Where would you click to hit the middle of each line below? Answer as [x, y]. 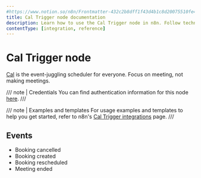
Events [19, 135]
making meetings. [28, 81]
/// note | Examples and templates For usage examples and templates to [95, 111]
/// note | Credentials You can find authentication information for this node [97, 93]
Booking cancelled [38, 150]
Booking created [35, 156]
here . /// [16, 99]
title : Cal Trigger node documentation [56, 17]
